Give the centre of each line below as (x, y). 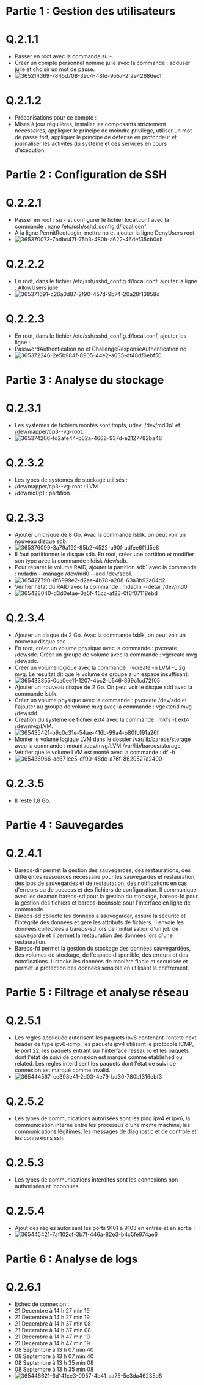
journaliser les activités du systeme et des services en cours (91, 144)
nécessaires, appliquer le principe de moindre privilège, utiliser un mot (103, 131)
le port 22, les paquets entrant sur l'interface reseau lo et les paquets (102, 1051)
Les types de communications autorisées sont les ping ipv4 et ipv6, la (102, 1118)
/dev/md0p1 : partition (42, 493)
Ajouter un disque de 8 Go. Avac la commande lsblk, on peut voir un (100, 535)
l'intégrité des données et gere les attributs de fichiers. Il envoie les (99, 922)
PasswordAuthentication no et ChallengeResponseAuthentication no (100, 349)
